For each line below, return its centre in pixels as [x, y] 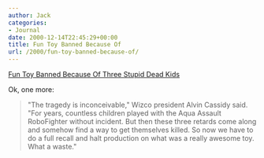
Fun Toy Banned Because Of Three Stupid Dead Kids [94, 74]
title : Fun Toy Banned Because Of [65, 45]
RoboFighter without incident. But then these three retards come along [142, 121]
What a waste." [52, 147]
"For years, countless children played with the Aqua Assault [125, 113]
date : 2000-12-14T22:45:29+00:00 [63, 37]
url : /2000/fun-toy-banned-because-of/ [74, 52]
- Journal [24, 30]
